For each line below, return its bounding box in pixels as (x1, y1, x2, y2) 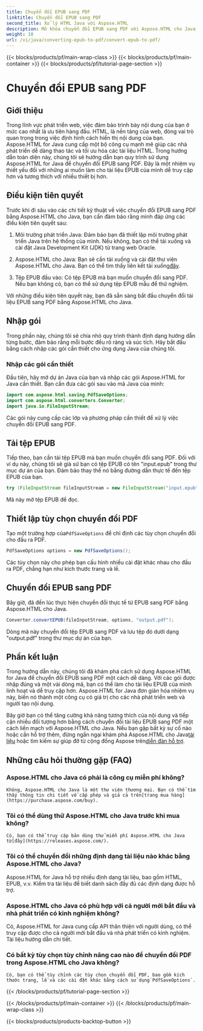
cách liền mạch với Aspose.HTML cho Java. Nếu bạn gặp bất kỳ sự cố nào (6, 725, 192, 732)
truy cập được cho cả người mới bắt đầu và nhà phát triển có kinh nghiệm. (6, 929, 190, 936)
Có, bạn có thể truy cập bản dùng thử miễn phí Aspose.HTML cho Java (6, 833, 185, 839)
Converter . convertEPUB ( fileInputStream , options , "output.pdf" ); (6, 617, 174, 623)
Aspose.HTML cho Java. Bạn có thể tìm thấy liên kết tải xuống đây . (14, 262, 180, 269)
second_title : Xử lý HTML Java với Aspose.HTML (6, 20, 129, 26)
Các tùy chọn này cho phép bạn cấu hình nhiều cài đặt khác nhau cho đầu (6, 558, 192, 566)
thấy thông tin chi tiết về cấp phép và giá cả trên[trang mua (6, 792, 169, 799)
